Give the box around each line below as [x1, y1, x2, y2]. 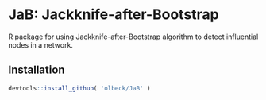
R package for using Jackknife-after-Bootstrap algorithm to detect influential [8, 32, 259, 41]
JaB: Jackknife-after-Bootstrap [8, 6, 220, 24]
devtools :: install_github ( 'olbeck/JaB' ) [8, 84, 151, 92]
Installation [8, 63, 65, 77]
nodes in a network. [8, 40, 74, 49]
